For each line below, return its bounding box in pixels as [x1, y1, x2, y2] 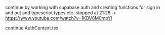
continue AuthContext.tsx [5, 25, 59, 31]
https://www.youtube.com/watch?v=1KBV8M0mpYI [5, 15, 112, 21]
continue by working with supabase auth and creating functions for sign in [5, 5, 160, 10]
